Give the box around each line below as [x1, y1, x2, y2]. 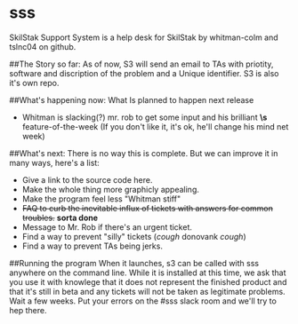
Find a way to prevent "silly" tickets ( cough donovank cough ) [21, 231, 246, 241]
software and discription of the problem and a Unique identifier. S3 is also [9, 67, 279, 78]
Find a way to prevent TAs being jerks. [21, 241, 163, 251]
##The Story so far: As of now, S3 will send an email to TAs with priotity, [9, 59, 274, 69]
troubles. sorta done [21, 212, 99, 223]
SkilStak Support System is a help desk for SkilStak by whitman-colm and [9, 32, 278, 43]
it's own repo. [9, 77, 60, 88]
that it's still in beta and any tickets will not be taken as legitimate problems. [9, 286, 286, 296]
